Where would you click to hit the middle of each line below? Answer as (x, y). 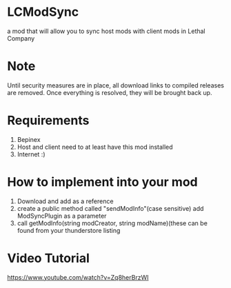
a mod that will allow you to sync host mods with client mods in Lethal (106, 31)
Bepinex (29, 139)
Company (21, 38)
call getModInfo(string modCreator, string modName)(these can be (112, 223)
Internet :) (31, 154)
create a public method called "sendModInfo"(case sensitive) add (110, 208)
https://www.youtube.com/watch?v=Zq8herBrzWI (78, 277)
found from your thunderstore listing (69, 230)
